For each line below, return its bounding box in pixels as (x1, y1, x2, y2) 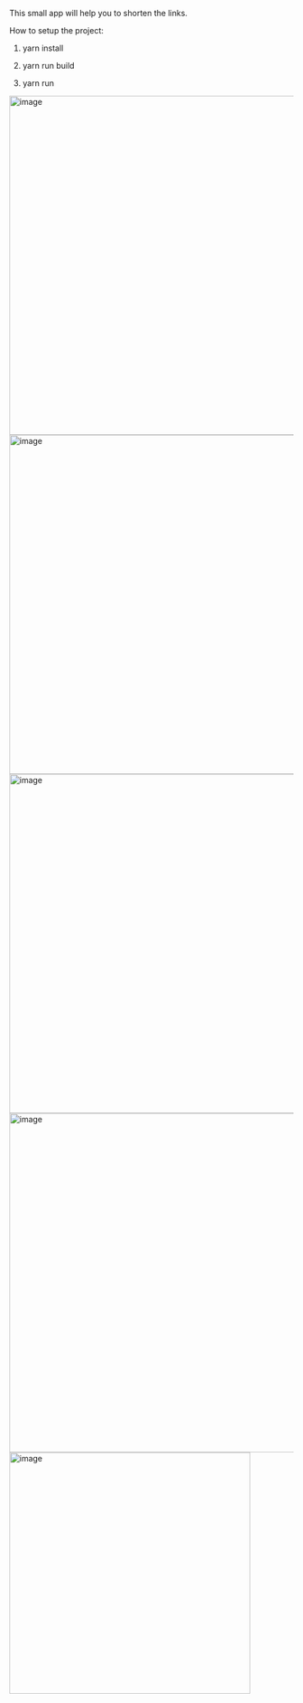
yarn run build (22, 61, 75, 71)
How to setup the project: (9, 25, 104, 35)
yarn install (22, 43, 64, 53)
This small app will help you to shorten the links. (9, 8, 188, 18)
